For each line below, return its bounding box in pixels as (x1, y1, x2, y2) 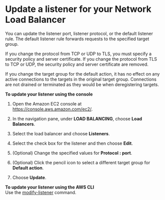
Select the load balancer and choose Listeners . (12, 130, 110, 136)
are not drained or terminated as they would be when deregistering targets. (5, 81, 159, 88)
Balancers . (12, 121, 35, 127)
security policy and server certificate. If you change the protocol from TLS (5, 56, 158, 62)
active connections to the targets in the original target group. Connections (5, 76, 157, 82)
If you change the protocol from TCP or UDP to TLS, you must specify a (5, 51, 152, 57)
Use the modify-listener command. (5, 189, 77, 195)
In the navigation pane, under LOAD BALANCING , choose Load (12, 115, 143, 121)
